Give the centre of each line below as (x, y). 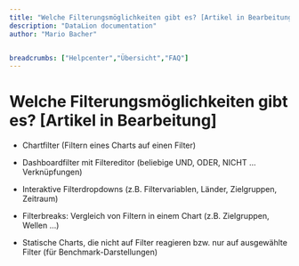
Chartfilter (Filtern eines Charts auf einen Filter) (109, 145)
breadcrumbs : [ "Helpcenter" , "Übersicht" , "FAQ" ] (99, 58)
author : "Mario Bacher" (53, 34)
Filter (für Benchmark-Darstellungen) (90, 252)
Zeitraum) (40, 199)
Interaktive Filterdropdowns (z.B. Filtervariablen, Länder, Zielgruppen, (149, 189)
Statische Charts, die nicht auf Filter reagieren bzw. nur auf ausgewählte (154, 243)
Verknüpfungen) (52, 172)
